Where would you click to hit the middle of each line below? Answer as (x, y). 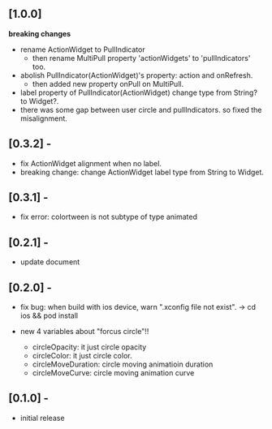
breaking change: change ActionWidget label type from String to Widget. (142, 172)
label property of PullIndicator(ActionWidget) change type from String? (139, 92)
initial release (42, 418)
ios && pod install (49, 315)
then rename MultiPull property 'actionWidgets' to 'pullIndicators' (141, 58)
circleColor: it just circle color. (82, 356)
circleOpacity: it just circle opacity (89, 347)
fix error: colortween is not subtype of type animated (108, 217)
